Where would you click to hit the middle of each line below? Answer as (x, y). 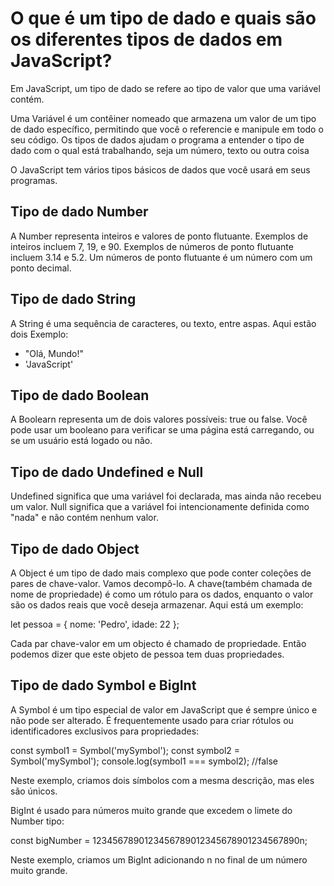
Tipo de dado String (73, 299)
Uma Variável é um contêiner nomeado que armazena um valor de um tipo (163, 118)
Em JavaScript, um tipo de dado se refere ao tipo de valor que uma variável (165, 88)
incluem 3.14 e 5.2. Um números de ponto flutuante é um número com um (161, 257)
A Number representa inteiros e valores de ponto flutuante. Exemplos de (159, 236)
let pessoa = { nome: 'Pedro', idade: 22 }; (95, 624)
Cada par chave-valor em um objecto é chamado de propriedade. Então (158, 643)
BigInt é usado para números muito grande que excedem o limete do (151, 810)
